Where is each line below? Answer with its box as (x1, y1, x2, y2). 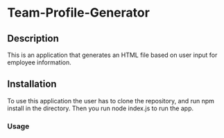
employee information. (7, 58, 71, 67)
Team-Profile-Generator (7, 5, 150, 21)
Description (7, 33, 59, 44)
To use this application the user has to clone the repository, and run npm (7, 96, 215, 105)
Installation (7, 78, 57, 90)
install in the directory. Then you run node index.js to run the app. (7, 104, 194, 112)
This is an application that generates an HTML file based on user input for (7, 51, 218, 59)
